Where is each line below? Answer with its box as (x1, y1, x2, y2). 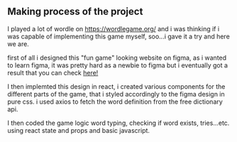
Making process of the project (7, 6, 143, 18)
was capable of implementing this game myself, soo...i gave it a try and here (7, 32, 231, 40)
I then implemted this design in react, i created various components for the (7, 82, 226, 91)
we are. (7, 39, 30, 48)
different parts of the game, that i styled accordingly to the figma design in (7, 89, 225, 98)
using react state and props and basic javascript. (7, 126, 150, 134)
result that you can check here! (7, 68, 99, 77)
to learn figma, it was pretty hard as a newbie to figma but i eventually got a (7, 60, 228, 70)
